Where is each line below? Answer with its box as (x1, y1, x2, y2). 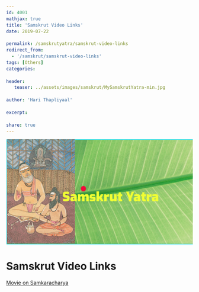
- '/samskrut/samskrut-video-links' (11, 53, 102, 59)
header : (6, 78, 25, 84)
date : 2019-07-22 (6, 28, 49, 34)
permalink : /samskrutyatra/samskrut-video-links (6, 41, 129, 47)
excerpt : (6, 110, 28, 115)
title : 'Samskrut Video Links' (6, 22, 84, 28)
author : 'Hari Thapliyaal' (6, 97, 73, 103)
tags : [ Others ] (6, 59, 44, 65)
